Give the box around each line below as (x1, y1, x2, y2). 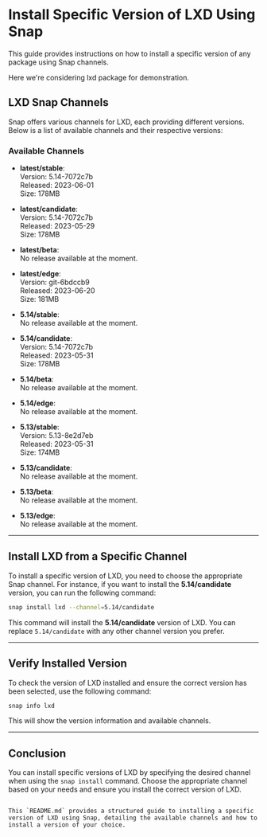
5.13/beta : (19, 487, 54, 497)
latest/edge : (19, 269, 61, 279)
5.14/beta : (19, 374, 54, 384)
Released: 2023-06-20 (19, 286, 95, 295)
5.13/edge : (19, 511, 56, 521)
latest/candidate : (19, 205, 78, 214)
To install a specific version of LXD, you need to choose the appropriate (8, 571, 243, 581)
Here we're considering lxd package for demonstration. (8, 72, 189, 82)
